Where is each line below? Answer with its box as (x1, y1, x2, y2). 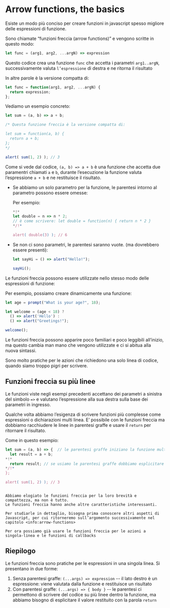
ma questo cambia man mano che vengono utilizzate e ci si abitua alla (5, 342, 151, 349)
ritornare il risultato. (5, 427, 47, 433)
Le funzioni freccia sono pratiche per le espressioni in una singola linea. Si (5, 560, 160, 566)
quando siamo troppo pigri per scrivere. (5, 363, 89, 369)
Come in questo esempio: (5, 437, 59, 443)
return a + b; (10, 136, 39, 141)
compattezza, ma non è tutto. (5, 498, 69, 503)
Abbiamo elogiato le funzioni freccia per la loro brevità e (5, 493, 137, 498)
